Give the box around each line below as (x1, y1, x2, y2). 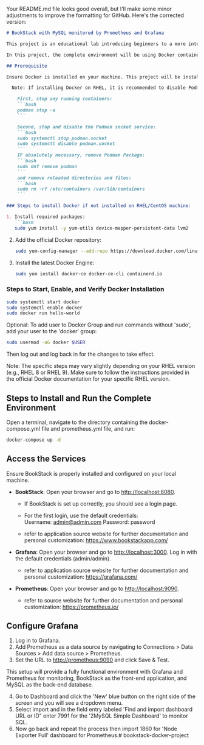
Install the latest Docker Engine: (15, 259, 95, 266)
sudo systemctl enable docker (6, 305, 83, 311)
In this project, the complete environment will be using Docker (6, 52, 175, 58)
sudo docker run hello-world (6, 310, 80, 316)
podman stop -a (17, 107, 56, 113)
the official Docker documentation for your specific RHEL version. (6, 375, 171, 383)
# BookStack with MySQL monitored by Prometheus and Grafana (6, 30, 165, 36)
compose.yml (6, 425, 41, 432)
